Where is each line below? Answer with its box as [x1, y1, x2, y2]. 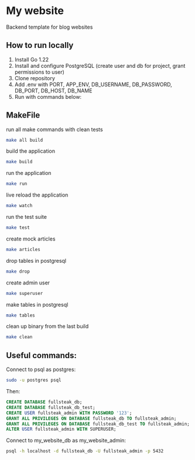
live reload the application [6, 191, 69, 198]
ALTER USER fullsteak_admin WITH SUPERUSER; [6, 426, 117, 432]
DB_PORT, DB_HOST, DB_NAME [14, 87, 93, 94]
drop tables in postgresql [6, 257, 67, 264]
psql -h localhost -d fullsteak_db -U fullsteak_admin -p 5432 [6, 448, 164, 454]
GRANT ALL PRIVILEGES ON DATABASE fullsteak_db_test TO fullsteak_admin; [6, 421, 190, 427]
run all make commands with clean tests [6, 126, 104, 133]
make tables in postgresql [6, 301, 69, 308]
